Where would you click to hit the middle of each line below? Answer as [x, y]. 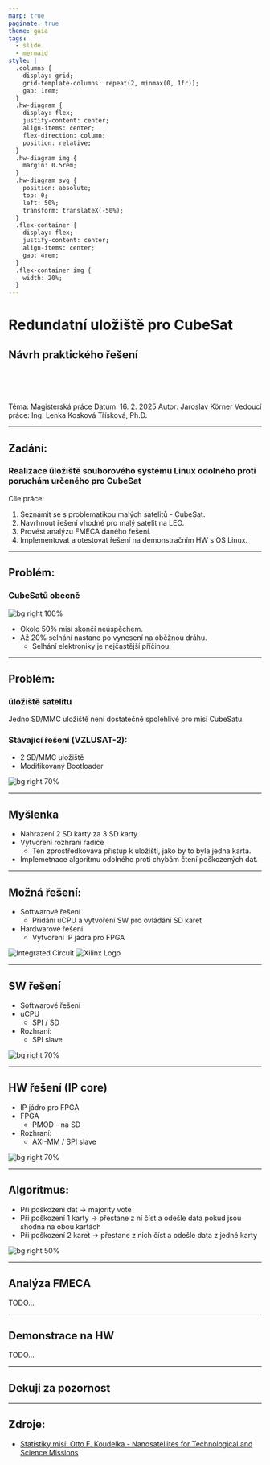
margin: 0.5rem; [50, 166]
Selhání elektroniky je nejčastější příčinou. [101, 646]
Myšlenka [33, 814]
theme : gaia [28, 31]
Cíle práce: [27, 498]
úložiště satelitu [40, 701]
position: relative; [57, 143]
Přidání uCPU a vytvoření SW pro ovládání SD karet [117, 920]
